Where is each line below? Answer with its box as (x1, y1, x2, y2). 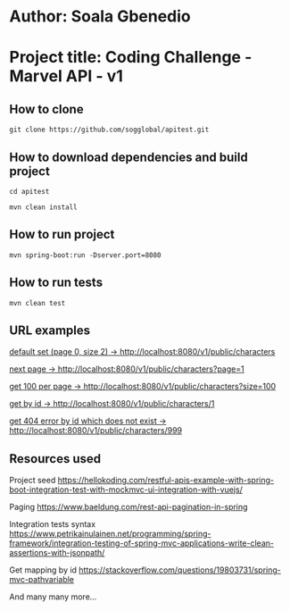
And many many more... (9, 591, 97, 602)
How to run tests (9, 275, 104, 290)
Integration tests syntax (9, 519, 96, 530)
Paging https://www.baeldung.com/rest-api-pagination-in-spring (9, 502, 248, 513)
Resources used (9, 451, 101, 466)
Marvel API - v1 (9, 66, 123, 87)
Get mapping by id (9, 565, 78, 575)
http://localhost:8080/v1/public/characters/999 (9, 425, 183, 436)
